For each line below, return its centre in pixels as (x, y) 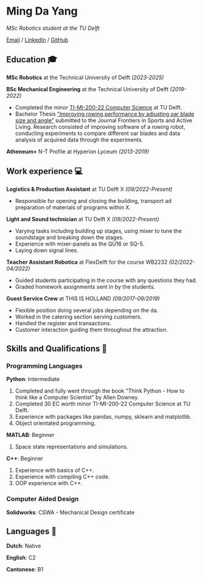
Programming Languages (45, 366)
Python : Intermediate (33, 379)
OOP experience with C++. (49, 483)
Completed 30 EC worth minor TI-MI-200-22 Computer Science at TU (103, 404)
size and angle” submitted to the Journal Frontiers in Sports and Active (104, 120)
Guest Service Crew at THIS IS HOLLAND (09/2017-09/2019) (83, 298)
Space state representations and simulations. (72, 447)
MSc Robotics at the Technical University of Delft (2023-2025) (85, 77)
